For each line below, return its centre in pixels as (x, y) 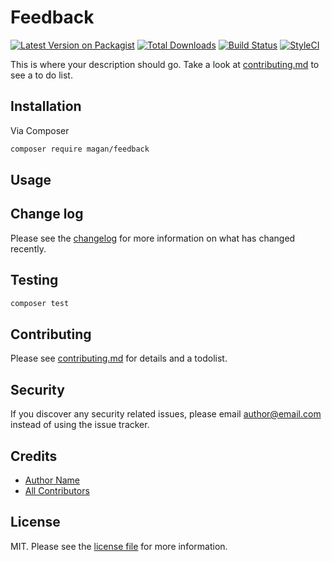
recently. (28, 248)
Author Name (52, 480)
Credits (34, 456)
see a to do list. (41, 75)
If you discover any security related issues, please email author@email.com (166, 414)
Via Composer (40, 130)
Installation (46, 106)
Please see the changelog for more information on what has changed (153, 238)
